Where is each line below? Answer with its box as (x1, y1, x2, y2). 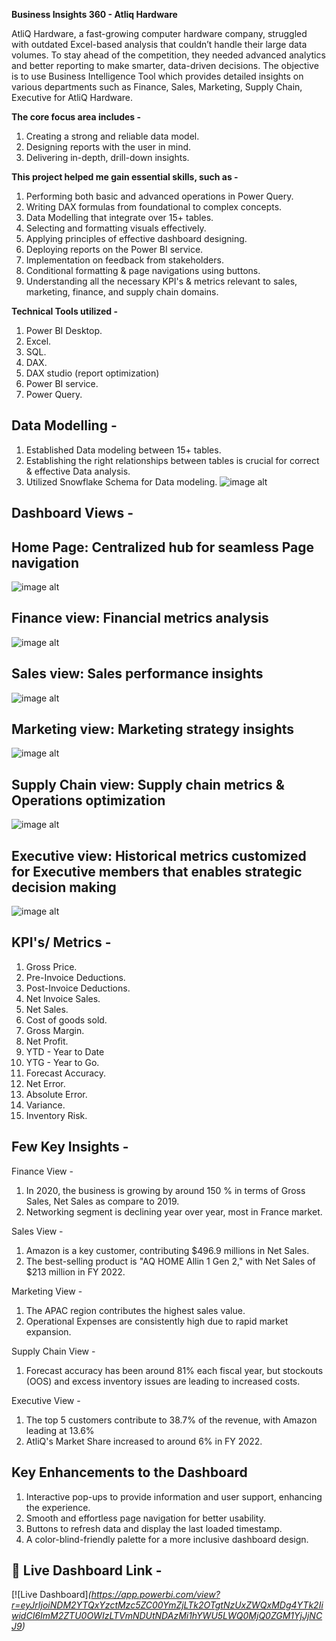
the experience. (25, 1501, 91, 1513)
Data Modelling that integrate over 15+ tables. (25, 212, 214, 223)
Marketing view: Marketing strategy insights (11, 721, 295, 738)
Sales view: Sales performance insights (11, 665, 264, 683)
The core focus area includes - (11, 111, 142, 123)
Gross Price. (25, 960, 78, 973)
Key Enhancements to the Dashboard (11, 1464, 248, 1481)
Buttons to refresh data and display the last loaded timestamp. (25, 1522, 283, 1534)
